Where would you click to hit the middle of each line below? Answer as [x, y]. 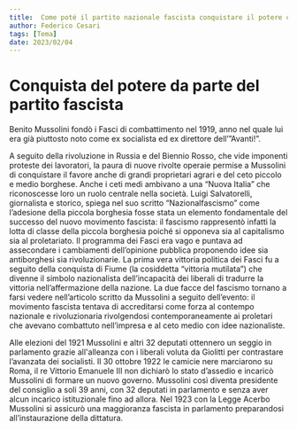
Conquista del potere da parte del [134, 86]
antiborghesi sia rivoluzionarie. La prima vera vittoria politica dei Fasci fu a [145, 260]
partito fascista [66, 105]
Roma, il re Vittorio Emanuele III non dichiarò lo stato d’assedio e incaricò [141, 371]
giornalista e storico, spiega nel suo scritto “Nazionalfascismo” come [135, 203]
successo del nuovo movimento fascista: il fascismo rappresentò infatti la [143, 222]
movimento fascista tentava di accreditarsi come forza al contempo [132, 307]
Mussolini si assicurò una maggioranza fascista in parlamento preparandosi [147, 409]
